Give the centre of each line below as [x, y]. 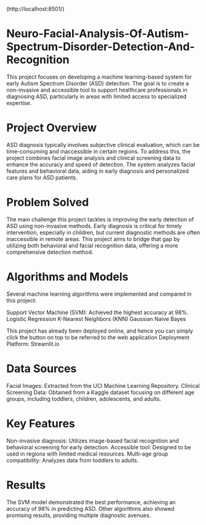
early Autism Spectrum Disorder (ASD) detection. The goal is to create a [98, 83]
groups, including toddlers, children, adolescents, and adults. [84, 398]
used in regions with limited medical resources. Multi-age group [87, 454]
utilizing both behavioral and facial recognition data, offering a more [92, 245]
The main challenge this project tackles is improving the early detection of [100, 219]
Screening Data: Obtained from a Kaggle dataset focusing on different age [101, 392]
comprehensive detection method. [50, 252]
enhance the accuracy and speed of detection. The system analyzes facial [101, 164]
